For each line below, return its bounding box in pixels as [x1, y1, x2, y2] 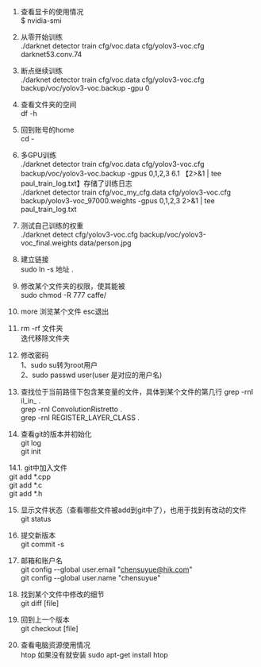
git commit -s [20, 539, 64, 549]
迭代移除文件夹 [20, 333, 70, 343]
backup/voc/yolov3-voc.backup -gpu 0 [20, 83, 150, 93]
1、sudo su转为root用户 [20, 360, 98, 369]
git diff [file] [20, 599, 59, 607]
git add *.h [9, 489, 43, 498]
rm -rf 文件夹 [20, 324, 63, 333]
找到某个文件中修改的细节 [20, 590, 105, 599]
